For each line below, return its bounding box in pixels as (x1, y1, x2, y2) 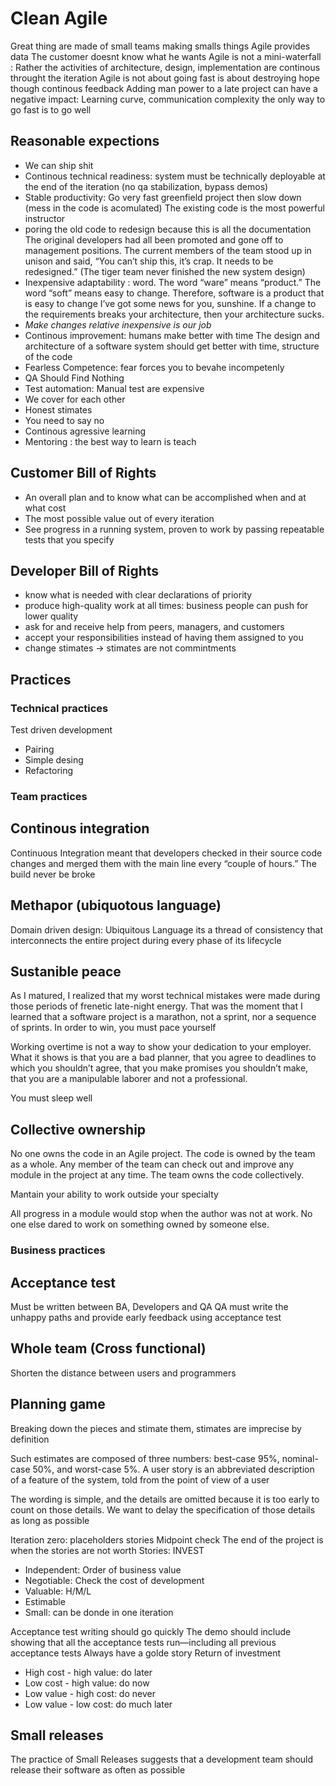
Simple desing (24, 754, 84, 766)
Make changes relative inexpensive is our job (24, 318, 212, 331)
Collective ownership (10, 1121, 147, 1138)
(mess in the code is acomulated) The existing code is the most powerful (24, 202, 325, 214)
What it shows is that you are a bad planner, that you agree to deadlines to (10, 1052, 317, 1064)
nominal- (281, 1452, 319, 1464)
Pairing (24, 743, 55, 756)
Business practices (10, 1243, 106, 1257)
